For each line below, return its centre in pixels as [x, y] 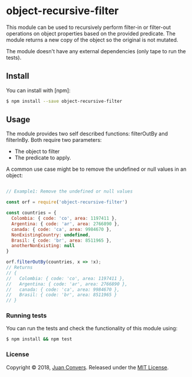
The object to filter [37, 151]
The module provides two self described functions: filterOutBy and [87, 134]
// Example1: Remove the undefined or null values [69, 191]
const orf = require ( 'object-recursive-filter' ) [67, 202]
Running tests [27, 316]
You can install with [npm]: [38, 90]
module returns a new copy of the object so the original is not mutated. [92, 40]
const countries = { [32, 213]
